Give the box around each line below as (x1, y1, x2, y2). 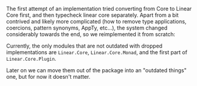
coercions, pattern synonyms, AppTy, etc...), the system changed (6, 24, 168, 31)
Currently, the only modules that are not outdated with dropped (6, 42, 163, 49)
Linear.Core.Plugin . (6, 55, 56, 62)
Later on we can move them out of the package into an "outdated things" (6, 67, 187, 74)
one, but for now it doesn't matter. (6, 73, 91, 80)
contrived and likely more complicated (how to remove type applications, (6, 18, 187, 25)
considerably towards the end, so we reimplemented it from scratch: (6, 31, 175, 38)
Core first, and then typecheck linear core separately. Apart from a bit (6, 11, 179, 19)
